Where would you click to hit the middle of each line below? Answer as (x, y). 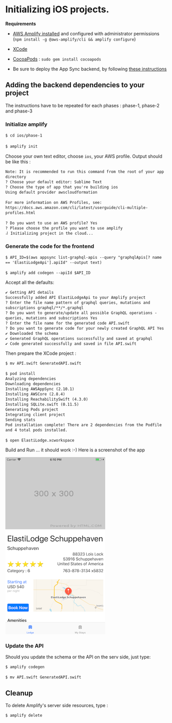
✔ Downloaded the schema (32, 333)
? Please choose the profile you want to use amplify (64, 228)
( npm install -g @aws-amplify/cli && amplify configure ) (74, 39)
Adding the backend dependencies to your (75, 85)
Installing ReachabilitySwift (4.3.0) (47, 399)
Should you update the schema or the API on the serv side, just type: (78, 657)
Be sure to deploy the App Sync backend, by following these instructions (90, 69)
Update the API (24, 645)
